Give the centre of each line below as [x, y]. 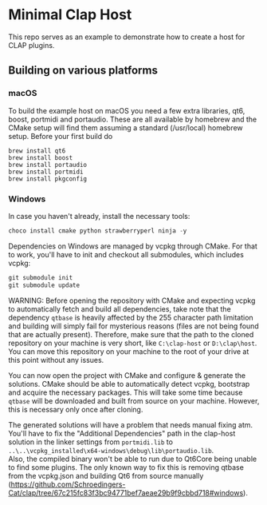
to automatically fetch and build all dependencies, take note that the [120, 308]
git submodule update [44, 285]
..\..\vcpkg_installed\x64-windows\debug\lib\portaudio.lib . [111, 450]
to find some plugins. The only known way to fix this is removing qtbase [126, 467]
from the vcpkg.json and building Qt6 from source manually [106, 475]
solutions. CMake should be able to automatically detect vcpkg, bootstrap [129, 384]
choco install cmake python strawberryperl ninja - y [98, 231]
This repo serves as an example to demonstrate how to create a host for [127, 37]
